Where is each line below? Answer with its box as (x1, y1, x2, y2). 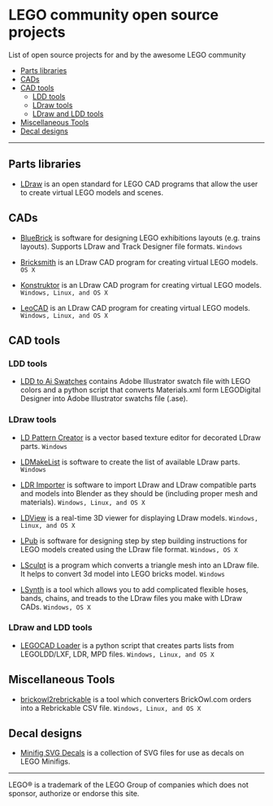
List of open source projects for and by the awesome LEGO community (8, 50, 246, 59)
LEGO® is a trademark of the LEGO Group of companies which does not (8, 780, 249, 790)
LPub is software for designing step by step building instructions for (19, 535, 248, 546)
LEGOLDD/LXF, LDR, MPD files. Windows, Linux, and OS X (19, 649, 214, 659)
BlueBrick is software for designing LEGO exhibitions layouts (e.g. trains (19, 233, 261, 242)
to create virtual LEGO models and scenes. (19, 187, 164, 197)
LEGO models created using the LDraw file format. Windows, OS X (19, 544, 238, 554)
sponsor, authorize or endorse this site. (8, 789, 140, 799)
